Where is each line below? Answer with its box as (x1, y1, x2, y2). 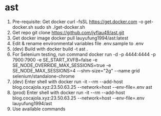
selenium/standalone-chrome (12, 73, 75, 79)
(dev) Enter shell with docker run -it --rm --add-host (12, 79, 124, 85)
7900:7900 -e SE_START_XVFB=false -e (12, 56, 98, 63)
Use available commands (12, 106, 66, 112)
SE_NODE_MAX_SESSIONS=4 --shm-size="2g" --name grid (12, 67, 140, 73)
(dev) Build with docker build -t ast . (12, 46, 88, 52)
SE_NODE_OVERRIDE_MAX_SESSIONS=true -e (12, 62, 111, 68)
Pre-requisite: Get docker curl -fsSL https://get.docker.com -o (12, 18, 144, 25)
